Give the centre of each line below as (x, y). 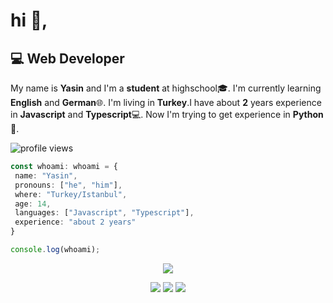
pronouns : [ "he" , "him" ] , (68, 185)
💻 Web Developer (67, 58)
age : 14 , (33, 204)
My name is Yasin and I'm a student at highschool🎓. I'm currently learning (166, 88)
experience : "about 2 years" (75, 222)
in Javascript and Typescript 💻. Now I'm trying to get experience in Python (167, 114)
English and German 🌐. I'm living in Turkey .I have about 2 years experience (166, 102)
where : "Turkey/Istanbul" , (71, 194)
